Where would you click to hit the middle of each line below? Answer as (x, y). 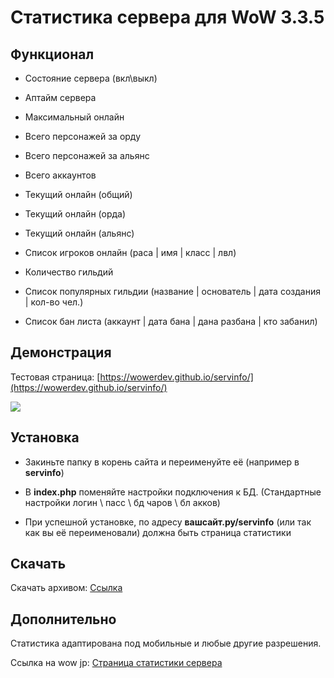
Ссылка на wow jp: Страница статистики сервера (116, 663)
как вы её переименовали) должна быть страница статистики (158, 532)
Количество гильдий (69, 272)
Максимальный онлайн (74, 117)
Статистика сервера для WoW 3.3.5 (167, 17)
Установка (45, 437)
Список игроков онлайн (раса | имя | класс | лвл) (130, 252)
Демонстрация (61, 352)
